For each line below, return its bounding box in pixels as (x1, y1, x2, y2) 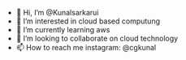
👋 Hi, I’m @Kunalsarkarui (15, 8, 99, 17)
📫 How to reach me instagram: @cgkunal (15, 43, 157, 52)
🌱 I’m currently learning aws (15, 25, 110, 34)
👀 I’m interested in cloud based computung (15, 16, 161, 26)
